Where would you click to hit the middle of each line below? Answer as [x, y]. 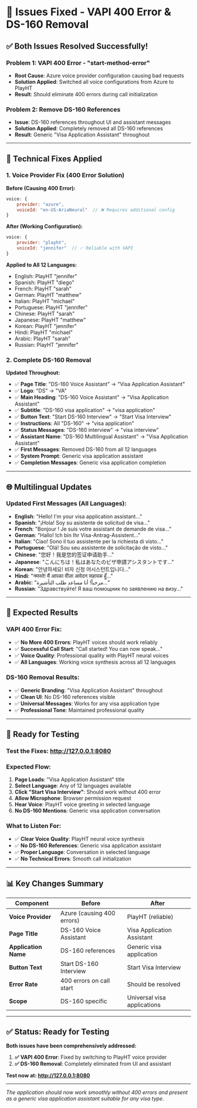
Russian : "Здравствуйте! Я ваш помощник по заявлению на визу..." [99, 589]
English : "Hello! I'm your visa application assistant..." [78, 516]
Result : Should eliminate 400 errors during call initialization [86, 94]
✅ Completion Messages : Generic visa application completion [90, 462]
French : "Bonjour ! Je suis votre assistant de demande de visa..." [93, 529]
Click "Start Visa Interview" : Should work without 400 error [88, 792]
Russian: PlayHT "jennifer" [47, 344]
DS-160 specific [84, 1001]
